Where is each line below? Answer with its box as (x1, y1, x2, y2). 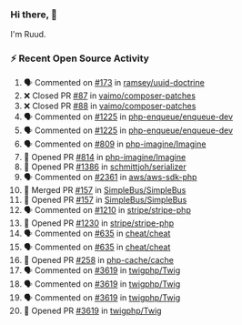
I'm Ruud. (10, 29, 46, 40)
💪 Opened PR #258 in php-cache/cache (23, 254, 174, 265)
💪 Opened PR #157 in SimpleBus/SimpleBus (23, 194, 187, 205)
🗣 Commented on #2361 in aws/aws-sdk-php (23, 171, 197, 182)
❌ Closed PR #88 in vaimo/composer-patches (23, 100, 197, 111)
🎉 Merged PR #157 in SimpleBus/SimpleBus (23, 184, 187, 195)
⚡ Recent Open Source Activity (10, 52, 149, 65)
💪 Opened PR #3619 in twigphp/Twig (23, 305, 162, 316)
